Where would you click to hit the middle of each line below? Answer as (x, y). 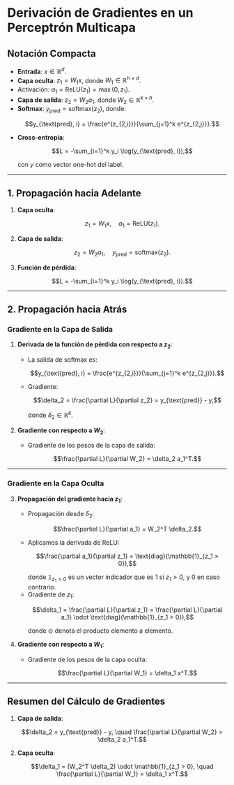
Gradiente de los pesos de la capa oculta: (87, 659)
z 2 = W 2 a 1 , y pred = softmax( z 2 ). (122, 253)
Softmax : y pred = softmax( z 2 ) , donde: (72, 110)
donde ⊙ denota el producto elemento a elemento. (100, 631)
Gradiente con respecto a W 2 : (61, 431)
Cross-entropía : (41, 138)
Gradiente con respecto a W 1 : (61, 645)
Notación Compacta (52, 53)
